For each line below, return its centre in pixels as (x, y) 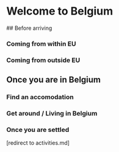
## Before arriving (29, 28)
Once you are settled (38, 130)
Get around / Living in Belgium (52, 114)
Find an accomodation (40, 97)
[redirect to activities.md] (38, 143)
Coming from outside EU (43, 60)
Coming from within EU (41, 44)
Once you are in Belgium (54, 80)
